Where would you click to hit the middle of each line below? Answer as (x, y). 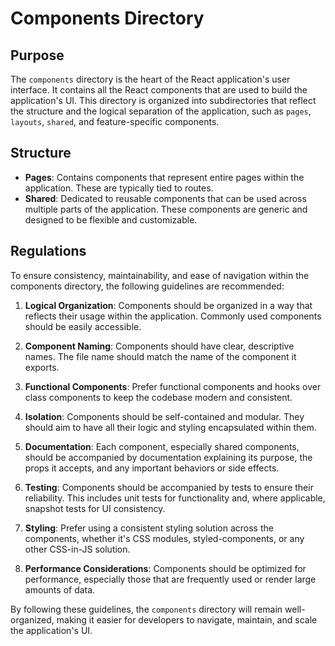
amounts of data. (60, 589)
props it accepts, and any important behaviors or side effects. (152, 468)
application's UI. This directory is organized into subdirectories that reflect (163, 100)
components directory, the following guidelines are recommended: (147, 286)
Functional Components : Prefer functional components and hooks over (173, 386)
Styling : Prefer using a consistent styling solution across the (149, 528)
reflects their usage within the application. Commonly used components (173, 316)
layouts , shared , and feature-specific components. (115, 121)
